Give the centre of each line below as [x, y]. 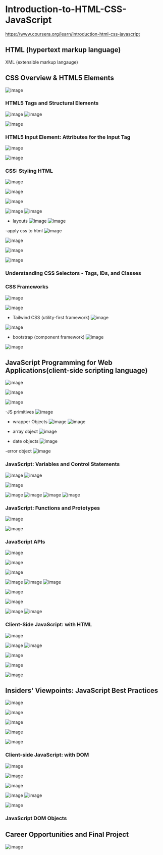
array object [25, 432]
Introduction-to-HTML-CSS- [66, 9]
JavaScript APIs [25, 542]
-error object [18, 451]
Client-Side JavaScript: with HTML [49, 625]
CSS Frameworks [27, 287]
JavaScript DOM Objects [36, 818]
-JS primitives [20, 412]
